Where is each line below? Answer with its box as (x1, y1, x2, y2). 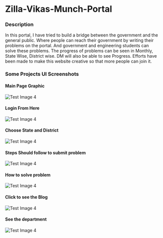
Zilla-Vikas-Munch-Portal (5, 3, 112, 15)
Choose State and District (5, 127, 59, 134)
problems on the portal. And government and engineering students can (5, 43, 149, 49)
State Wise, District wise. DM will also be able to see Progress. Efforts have (5, 53, 157, 59)
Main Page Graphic (5, 83, 45, 89)
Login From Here (5, 105, 40, 111)
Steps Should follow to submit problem (5, 149, 86, 156)
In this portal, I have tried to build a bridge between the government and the (5, 32, 158, 38)
